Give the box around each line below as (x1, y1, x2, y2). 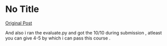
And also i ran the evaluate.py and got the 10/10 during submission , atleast (5, 29, 162, 35)
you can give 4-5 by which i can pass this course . (5, 35, 111, 41)
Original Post (5, 20, 32, 26)
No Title (5, 3, 40, 15)
